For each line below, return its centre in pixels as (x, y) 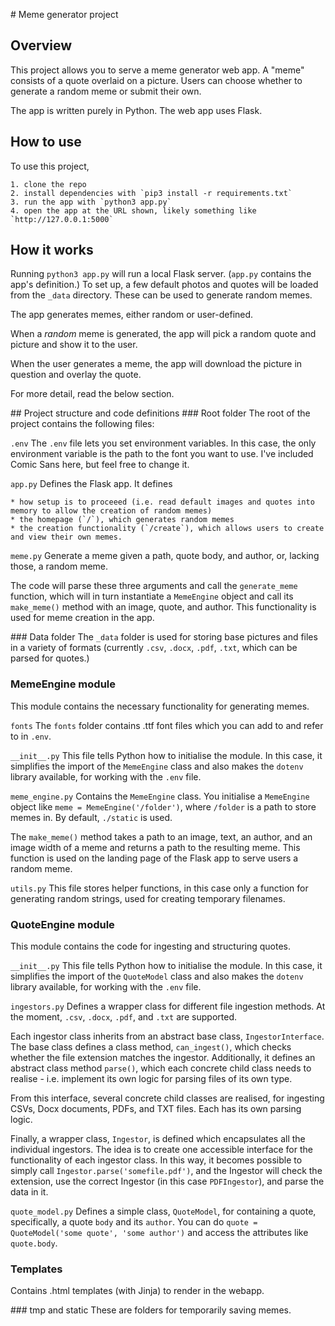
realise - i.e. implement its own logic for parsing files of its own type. (151, 1079)
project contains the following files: (82, 424)
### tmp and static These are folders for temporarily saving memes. (151, 1310)
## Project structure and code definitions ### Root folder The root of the (160, 413)
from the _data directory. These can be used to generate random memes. (161, 295)
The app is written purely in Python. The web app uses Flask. (136, 110)
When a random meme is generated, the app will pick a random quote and (163, 334)
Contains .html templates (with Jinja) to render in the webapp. (137, 1291)
